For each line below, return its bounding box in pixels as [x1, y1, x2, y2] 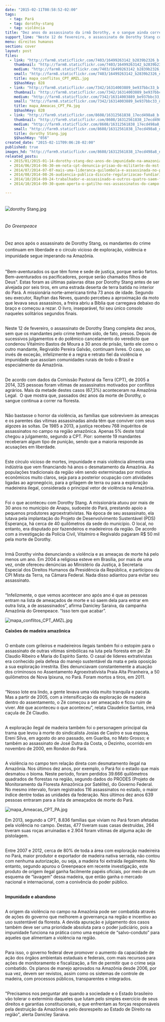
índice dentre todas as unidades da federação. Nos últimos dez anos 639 [5, 792, 154, 798]
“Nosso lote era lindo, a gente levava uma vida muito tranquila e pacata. [5, 689, 151, 695]
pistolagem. [5, 833, 29, 839]
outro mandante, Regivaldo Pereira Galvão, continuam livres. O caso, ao [5, 346, 151, 352]
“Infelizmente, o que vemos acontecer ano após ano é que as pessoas [5, 592, 148, 598]
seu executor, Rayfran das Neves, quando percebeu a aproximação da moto [5, 295, 159, 301]
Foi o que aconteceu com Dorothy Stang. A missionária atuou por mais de [5, 500, 155, 506]
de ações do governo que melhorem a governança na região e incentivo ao [5, 914, 157, 920]
